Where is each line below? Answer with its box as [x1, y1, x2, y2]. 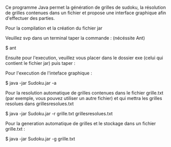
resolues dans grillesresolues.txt [5, 101, 74, 107]
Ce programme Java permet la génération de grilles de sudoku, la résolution [5, 5, 166, 10]
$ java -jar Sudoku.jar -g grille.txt [5, 136, 75, 142]
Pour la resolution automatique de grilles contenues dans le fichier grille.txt [5, 90, 164, 96]
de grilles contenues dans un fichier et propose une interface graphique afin [5, 10, 166, 16]
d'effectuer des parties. [5, 15, 55, 21]
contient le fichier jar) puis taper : [5, 60, 76, 66]
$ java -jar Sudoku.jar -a [5, 80, 57, 86]
